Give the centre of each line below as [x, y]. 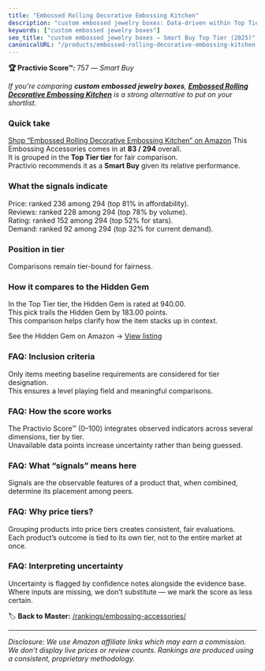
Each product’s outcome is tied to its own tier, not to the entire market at [125, 537]
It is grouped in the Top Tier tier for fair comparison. [93, 157]
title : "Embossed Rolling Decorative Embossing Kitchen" [104, 15]
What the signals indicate [58, 187]
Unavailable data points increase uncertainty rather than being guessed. [125, 445]
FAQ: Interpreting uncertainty [66, 566]
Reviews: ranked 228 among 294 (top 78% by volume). [98, 212]
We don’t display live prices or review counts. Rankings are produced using [131, 650]
